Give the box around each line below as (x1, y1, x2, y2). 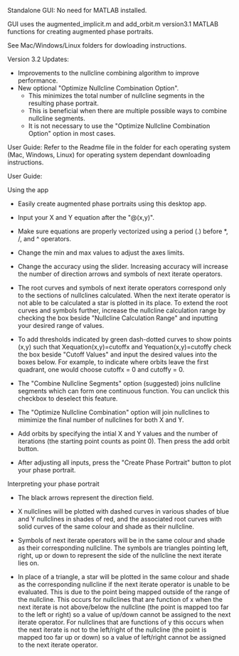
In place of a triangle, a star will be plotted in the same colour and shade (17, 573, 230, 581)
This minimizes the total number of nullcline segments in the (28, 92, 205, 100)
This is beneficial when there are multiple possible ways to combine (28, 107, 228, 115)
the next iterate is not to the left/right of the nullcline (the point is (17, 625, 207, 634)
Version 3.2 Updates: (7, 55, 70, 63)
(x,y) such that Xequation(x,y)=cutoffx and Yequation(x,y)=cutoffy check (17, 343, 232, 351)
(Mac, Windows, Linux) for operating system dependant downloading (7, 151, 211, 159)
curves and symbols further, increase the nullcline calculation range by (17, 306, 226, 314)
